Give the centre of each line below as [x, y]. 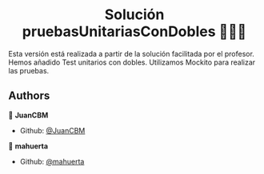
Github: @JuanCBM [52, 130]
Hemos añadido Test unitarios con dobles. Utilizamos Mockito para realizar [132, 62]
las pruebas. [29, 70]
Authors [29, 96]
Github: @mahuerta [52, 161]
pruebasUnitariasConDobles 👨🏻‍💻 [134, 32]
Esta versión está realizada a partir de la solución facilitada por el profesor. [131, 53]
